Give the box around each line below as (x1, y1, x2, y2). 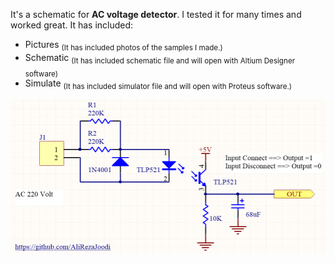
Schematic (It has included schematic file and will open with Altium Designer (24, 51, 296, 66)
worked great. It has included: (10, 19, 134, 31)
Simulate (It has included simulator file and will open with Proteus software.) (24, 77, 293, 92)
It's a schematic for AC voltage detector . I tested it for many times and (10, 9, 302, 20)
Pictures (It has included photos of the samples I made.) (24, 39, 223, 53)
